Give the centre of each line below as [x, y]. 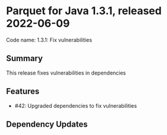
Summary [24, 58]
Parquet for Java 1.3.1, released [84, 11]
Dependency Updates [47, 124]
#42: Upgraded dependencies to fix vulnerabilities [76, 105]
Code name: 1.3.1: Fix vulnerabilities [49, 40]
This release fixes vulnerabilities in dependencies [66, 73]
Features [23, 91]
